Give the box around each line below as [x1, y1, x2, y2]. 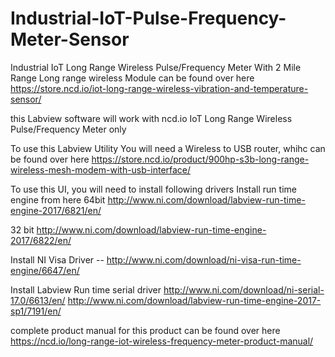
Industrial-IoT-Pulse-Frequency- [10, 7, 287, 30]
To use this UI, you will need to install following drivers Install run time [10, 183, 297, 195]
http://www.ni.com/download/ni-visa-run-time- [106, 253, 302, 266]
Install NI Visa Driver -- [10, 253, 105, 266]
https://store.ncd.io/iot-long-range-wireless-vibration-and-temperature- [10, 82, 309, 94]
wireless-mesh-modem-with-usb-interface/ [10, 163, 192, 176]
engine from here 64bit [10, 193, 106, 206]
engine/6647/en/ [10, 264, 80, 276]
